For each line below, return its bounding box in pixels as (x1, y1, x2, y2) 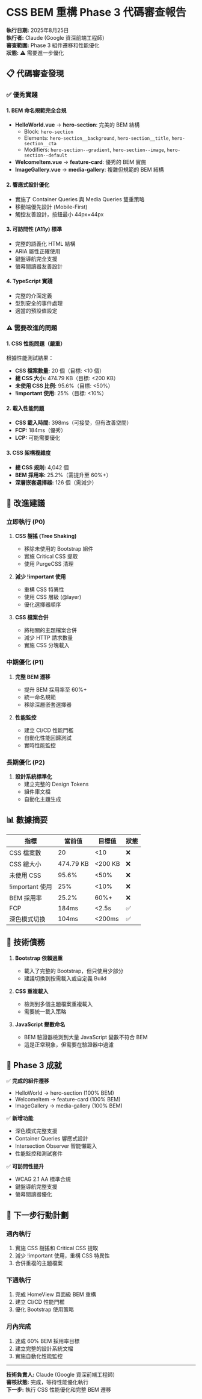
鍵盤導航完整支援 (14, 1183, 58, 1191)
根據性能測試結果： (6, 354, 54, 361)
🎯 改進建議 (6, 498, 45, 508)
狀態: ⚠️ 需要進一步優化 (6, 49, 64, 56)
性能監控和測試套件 (14, 1150, 63, 1157)
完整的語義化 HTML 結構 (14, 240, 76, 247)
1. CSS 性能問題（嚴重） (6, 340, 66, 347)
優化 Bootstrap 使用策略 (14, 1306, 74, 1313)
